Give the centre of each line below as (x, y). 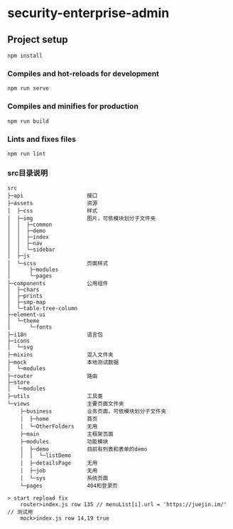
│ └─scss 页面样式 (58, 264)
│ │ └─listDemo (46, 456)
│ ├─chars (23, 290)
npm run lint (27, 154)
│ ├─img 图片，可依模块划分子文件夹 (82, 219)
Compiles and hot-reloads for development (83, 73)
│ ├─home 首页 (59, 419)
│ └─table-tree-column (43, 309)
